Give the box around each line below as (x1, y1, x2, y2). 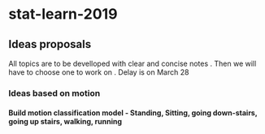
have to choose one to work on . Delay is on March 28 (8, 67, 189, 77)
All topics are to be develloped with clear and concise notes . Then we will (8, 58, 257, 68)
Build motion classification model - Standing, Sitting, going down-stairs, (8, 107, 258, 118)
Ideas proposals (8, 37, 92, 51)
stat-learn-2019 (8, 5, 118, 24)
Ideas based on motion (8, 87, 101, 98)
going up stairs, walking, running (8, 116, 123, 126)
